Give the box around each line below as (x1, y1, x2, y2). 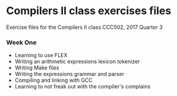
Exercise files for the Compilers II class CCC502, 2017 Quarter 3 (6, 24, 163, 31)
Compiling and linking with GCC (14, 77, 93, 84)
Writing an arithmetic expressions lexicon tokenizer (14, 58, 140, 65)
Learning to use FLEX (14, 52, 68, 59)
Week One (6, 38, 37, 47)
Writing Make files (14, 64, 59, 71)
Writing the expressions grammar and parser (14, 71, 125, 78)
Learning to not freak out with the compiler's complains (14, 83, 151, 90)
